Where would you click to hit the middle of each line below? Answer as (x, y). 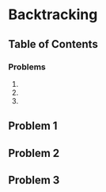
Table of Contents (53, 44)
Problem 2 (34, 153)
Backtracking (53, 15)
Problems (27, 67)
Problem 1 (33, 126)
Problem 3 (34, 180)
